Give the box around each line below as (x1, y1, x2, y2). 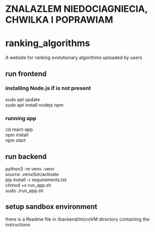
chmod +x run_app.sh (5, 182, 51, 188)
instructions (5, 221, 31, 227)
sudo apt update (5, 96, 40, 103)
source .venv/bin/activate (5, 171, 59, 177)
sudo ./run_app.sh (5, 187, 44, 194)
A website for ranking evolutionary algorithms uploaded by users (5, 54, 142, 61)
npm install (5, 132, 29, 138)
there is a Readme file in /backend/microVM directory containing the (5, 216, 150, 222)
